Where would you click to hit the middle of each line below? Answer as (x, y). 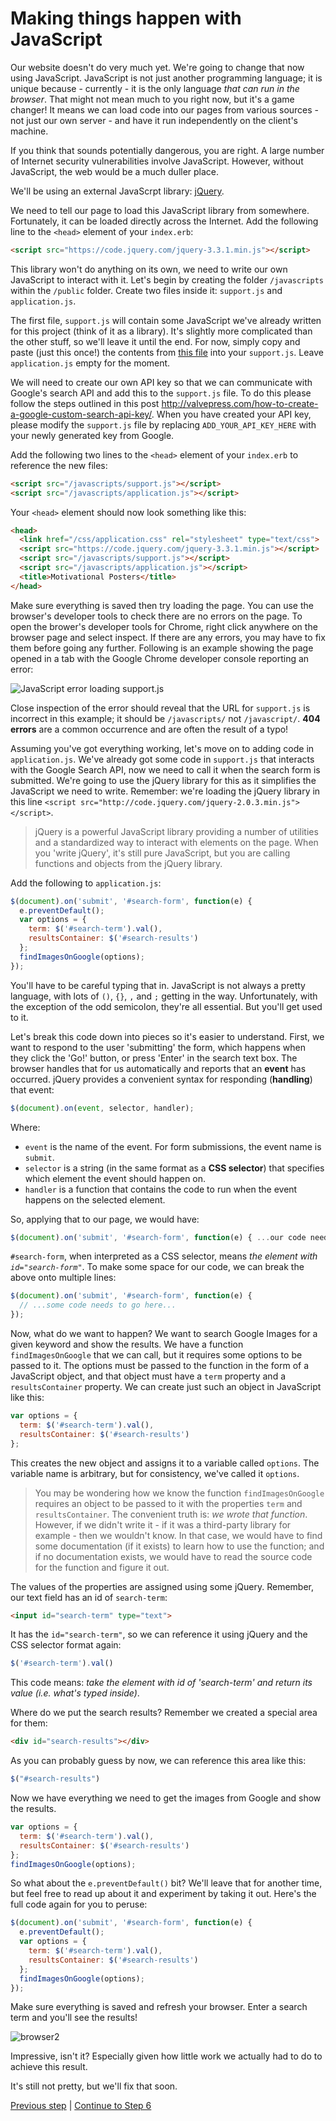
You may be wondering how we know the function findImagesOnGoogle (179, 1493)
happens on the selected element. (95, 1199)
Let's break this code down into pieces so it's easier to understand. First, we (167, 1036)
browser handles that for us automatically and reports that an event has (158, 1068)
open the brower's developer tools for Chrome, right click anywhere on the (164, 626)
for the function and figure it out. (102, 1567)
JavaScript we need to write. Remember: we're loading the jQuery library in (165, 791)
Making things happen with (126, 18)
